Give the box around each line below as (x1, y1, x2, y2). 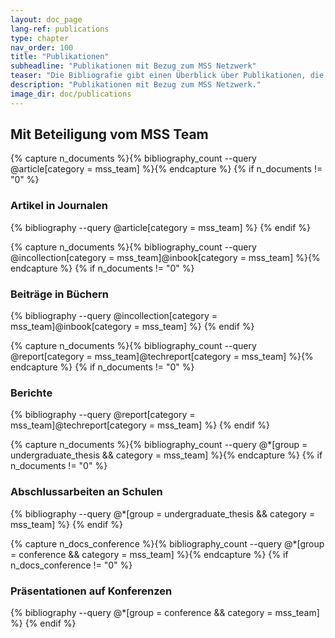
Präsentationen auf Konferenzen (10, 584, 173, 598)
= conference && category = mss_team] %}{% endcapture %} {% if (10, 548, 289, 560)
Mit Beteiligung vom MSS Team (10, 126, 209, 143)
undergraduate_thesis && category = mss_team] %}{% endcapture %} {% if (10, 449, 323, 461)
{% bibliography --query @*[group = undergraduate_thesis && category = (10, 507, 316, 520)
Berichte (10, 386, 53, 400)
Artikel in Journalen (10, 199, 108, 213)
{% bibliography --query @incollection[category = (10, 310, 218, 322)
